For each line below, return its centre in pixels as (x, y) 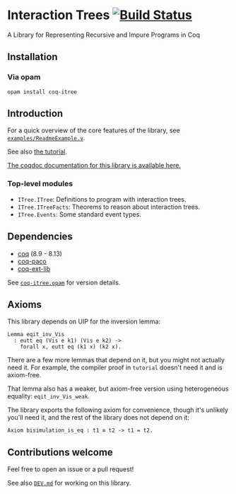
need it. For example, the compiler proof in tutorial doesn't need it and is (115, 367)
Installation (33, 57)
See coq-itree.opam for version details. (64, 282)
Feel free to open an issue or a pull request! (71, 469)
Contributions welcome (60, 452)
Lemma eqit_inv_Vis (36, 335)
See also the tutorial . (37, 151)
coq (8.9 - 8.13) (40, 253)
